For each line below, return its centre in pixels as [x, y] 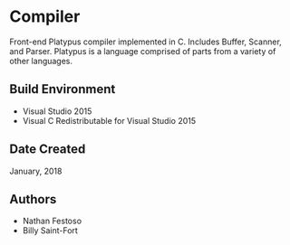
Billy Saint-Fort [50, 231]
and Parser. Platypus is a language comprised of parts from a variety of [143, 51]
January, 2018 [36, 171]
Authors [33, 199]
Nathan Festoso [52, 221]
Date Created [48, 150]
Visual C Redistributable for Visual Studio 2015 [109, 120]
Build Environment [63, 89]
